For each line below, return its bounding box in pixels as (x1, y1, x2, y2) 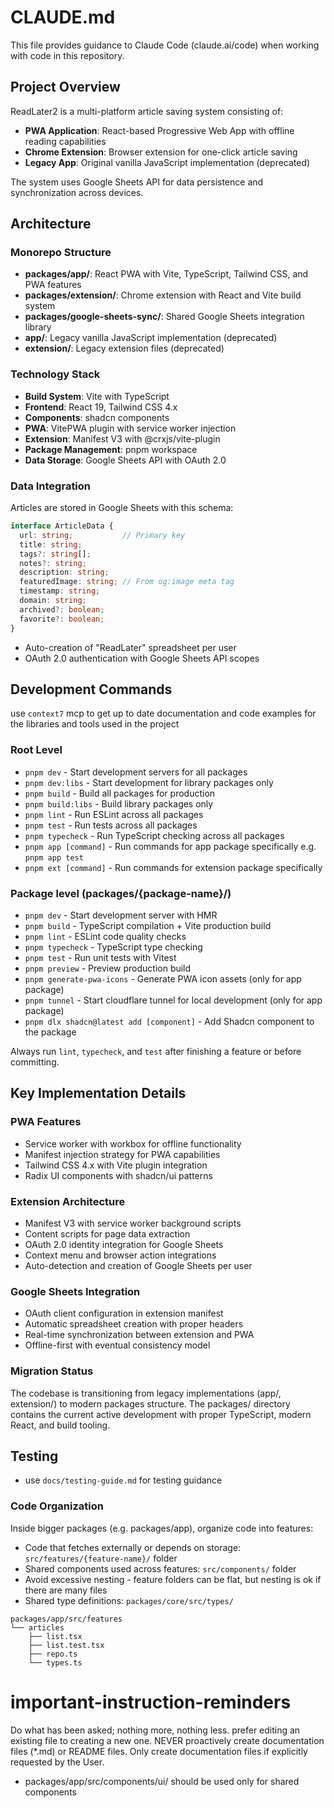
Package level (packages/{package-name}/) (10, 886, 232, 900)
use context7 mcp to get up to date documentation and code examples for (10, 707, 317, 720)
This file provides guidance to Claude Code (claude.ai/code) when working (10, 39, 320, 51)
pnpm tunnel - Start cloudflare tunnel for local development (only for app (24, 994, 323, 1006)
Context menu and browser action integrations (24, 1249, 217, 1261)
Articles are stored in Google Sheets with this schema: (10, 502, 234, 514)
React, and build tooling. (10, 1419, 111, 1431)
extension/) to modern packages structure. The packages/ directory (10, 1397, 291, 1410)
